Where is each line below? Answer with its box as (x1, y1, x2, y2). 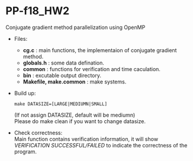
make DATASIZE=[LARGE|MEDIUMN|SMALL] (14, 101, 108, 107)
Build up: (14, 89, 36, 96)
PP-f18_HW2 (5, 4, 70, 18)
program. (14, 148, 37, 155)
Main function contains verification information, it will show (14, 135, 158, 143)
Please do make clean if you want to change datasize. (14, 117, 146, 125)
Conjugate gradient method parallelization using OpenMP (5, 24, 146, 31)
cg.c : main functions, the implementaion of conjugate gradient (22, 46, 177, 54)
